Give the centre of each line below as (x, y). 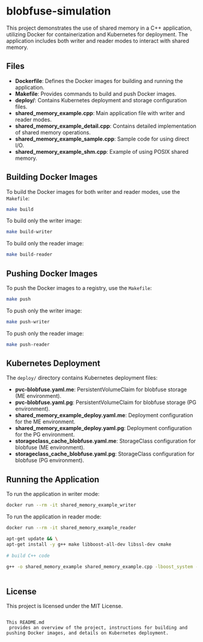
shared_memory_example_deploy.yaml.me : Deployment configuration (104, 415)
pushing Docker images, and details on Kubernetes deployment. (88, 633)
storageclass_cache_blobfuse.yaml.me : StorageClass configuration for (105, 441)
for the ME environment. (45, 422)
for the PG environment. (45, 435)
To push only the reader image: (45, 333)
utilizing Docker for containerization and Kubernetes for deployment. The (97, 34)
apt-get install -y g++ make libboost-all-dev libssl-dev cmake (89, 544)
